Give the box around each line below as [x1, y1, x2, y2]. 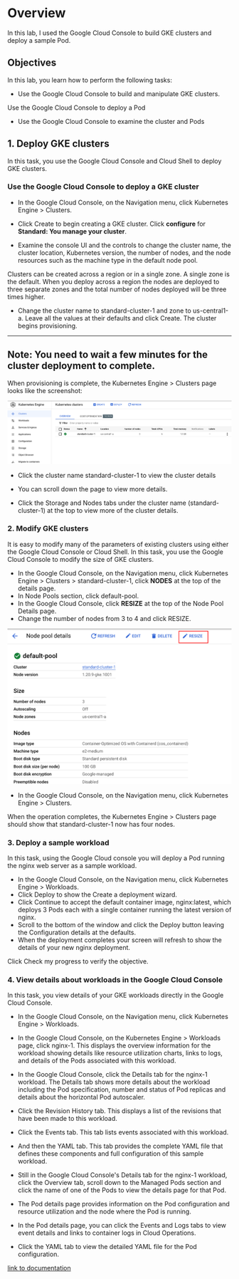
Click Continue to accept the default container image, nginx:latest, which [17, 897, 231, 906]
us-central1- [193, 306, 229, 315]
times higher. [7, 292, 46, 301]
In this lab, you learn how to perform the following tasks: [7, 75, 173, 84]
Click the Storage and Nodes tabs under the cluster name [17, 498, 186, 507]
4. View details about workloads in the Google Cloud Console [7, 974, 223, 984]
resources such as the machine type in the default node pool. [17, 256, 198, 264]
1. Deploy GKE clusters [7, 137, 110, 150]
